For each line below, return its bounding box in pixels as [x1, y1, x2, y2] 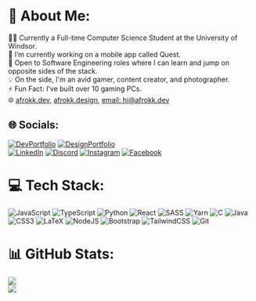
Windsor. [8, 41, 38, 50]
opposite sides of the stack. [8, 66, 98, 75]
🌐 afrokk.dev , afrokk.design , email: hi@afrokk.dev [8, 95, 170, 104]
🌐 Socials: [8, 118, 59, 132]
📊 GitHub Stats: [8, 245, 115, 263]
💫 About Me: [8, 7, 91, 25]
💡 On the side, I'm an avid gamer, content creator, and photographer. [8, 74, 230, 84]
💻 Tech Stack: [8, 176, 105, 194]
